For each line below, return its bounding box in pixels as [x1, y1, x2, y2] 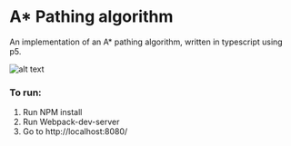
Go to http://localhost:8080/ [22, 126, 128, 137]
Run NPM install [22, 107, 83, 118]
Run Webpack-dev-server [22, 116, 120, 128]
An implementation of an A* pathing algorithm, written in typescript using [9, 36, 284, 47]
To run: [9, 86, 43, 99]
